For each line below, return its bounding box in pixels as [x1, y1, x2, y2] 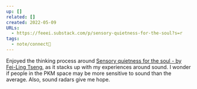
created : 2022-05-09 [6, 19, 57, 25]
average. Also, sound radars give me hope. [6, 76, 111, 83]
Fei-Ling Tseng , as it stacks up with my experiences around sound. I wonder [6, 63, 191, 70]
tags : [6, 36, 19, 42]
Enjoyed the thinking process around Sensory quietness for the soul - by [6, 57, 182, 64]
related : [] [6, 14, 35, 20]
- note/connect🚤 [11, 42, 51, 47]
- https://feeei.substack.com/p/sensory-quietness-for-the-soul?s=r [11, 30, 183, 36]
